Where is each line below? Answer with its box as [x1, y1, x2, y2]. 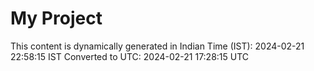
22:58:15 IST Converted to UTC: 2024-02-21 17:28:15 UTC [10, 50, 250, 62]
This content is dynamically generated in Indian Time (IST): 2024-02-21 [10, 40, 305, 52]
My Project [10, 7, 103, 30]
